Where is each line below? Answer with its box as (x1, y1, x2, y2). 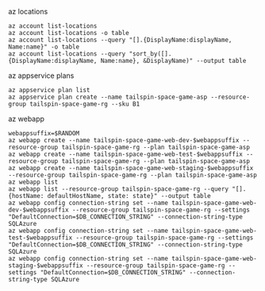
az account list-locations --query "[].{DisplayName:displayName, (8, 36, 232, 44)
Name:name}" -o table (8, 43, 80, 51)
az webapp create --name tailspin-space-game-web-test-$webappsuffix (8, 150, 244, 158)
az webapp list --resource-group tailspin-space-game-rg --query (8, 185, 229, 193)
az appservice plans (8, 71, 75, 80)
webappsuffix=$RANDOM (8, 130, 80, 138)
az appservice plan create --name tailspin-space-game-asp (8, 93, 208, 101)
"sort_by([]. (129, 50, 172, 58)
